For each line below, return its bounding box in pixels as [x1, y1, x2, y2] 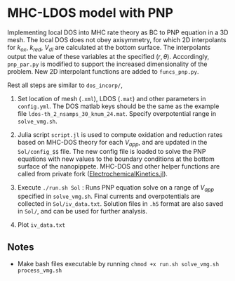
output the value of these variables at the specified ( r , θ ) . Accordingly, [7, 52, 210, 60]
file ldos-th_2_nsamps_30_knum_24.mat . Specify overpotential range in [17, 109, 216, 117]
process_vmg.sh [17, 267, 62, 275]
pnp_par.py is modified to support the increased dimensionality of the [7, 60, 208, 68]
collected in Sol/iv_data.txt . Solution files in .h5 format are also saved [17, 200, 223, 208]
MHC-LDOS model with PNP [7, 5, 174, 21]
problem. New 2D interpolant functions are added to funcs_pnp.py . [7, 67, 199, 75]
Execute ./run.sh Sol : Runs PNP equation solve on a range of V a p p [17, 183, 215, 193]
